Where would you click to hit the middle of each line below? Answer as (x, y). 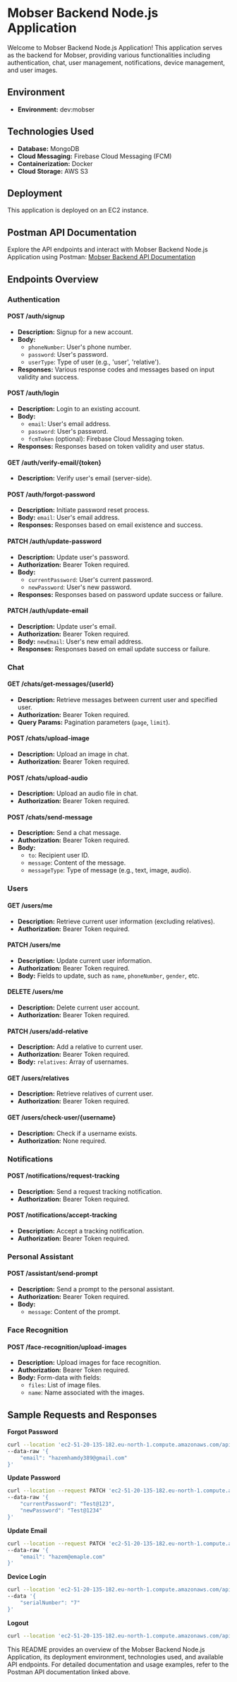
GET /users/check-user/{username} (62, 1117)
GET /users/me (30, 905)
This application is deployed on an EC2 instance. (78, 211)
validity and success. (48, 377)
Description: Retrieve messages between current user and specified (117, 699)
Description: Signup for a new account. (75, 332)
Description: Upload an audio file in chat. (78, 793)
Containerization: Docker (55, 163)
